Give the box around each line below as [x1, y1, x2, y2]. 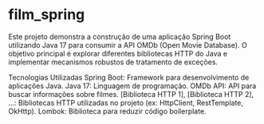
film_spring [8, 6, 85, 24]
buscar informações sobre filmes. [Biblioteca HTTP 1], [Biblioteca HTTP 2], [8, 89, 254, 99]
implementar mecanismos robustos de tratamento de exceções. [8, 57, 218, 67]
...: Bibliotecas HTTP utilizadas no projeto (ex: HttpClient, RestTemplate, [8, 98, 244, 107]
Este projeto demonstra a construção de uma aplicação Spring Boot [8, 32, 231, 41]
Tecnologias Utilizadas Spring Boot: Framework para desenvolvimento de [8, 72, 250, 82]
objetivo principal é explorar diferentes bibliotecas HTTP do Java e [8, 48, 228, 58]
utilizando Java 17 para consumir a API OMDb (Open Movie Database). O [8, 40, 247, 49]
